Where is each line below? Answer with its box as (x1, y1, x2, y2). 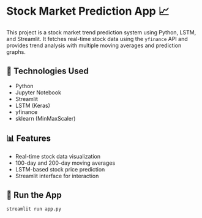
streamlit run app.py (6, 206, 62, 212)
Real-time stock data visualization (15, 152, 101, 160)
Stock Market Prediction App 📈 (6, 4, 170, 18)
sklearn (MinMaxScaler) (15, 115, 76, 122)
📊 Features (6, 133, 51, 144)
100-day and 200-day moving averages (15, 159, 116, 167)
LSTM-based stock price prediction (15, 165, 105, 173)
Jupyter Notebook (15, 89, 61, 96)
